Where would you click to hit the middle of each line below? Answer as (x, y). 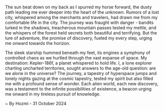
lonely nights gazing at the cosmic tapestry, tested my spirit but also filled (79, 78)
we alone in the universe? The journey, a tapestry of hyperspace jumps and (81, 73)
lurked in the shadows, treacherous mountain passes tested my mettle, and (81, 28)
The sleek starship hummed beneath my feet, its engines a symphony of (78, 53)
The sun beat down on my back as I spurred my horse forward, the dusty (79, 7)
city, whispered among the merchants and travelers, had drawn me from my (81, 17)
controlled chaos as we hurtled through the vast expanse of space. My (76, 58)
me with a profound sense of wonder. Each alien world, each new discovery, (82, 84)
